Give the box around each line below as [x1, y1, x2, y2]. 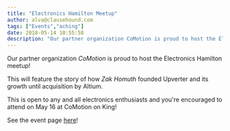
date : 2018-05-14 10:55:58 [7, 29, 84, 36]
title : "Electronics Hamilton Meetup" [7, 10, 118, 17]
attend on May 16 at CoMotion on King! [7, 103, 117, 111]
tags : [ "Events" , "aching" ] [7, 23, 84, 29]
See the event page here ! [7, 116, 79, 124]
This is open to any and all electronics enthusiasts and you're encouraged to [7, 95, 222, 104]
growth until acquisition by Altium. [7, 82, 103, 91]
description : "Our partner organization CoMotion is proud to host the [7, 36, 216, 43]
